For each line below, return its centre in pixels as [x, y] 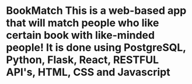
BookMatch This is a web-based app [96, 11]
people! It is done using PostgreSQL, [96, 48]
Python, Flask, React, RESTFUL [83, 60]
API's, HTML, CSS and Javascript [88, 72]
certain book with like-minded [81, 35]
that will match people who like [83, 23]
